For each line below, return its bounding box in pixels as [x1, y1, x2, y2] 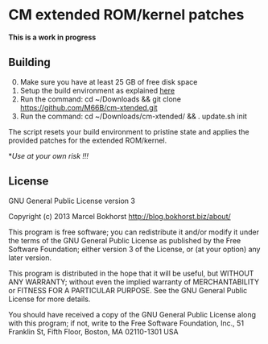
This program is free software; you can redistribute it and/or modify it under [8, 227, 260, 237]
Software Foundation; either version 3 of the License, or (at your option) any [8, 244, 261, 254]
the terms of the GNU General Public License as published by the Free [8, 235, 241, 245]
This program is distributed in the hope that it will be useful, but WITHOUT [8, 268, 254, 278]
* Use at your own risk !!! [8, 151, 89, 160]
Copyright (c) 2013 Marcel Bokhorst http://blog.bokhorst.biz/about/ [8, 211, 231, 221]
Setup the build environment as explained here [19, 85, 175, 95]
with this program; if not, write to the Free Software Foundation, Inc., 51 [8, 318, 244, 328]
